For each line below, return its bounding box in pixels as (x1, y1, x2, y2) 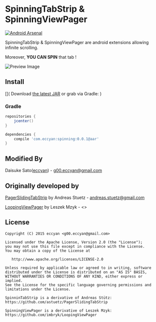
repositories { (5, 114, 36, 119)
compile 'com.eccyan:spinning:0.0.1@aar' (14, 136, 99, 141)
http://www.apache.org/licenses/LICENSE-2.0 (11, 257, 104, 262)
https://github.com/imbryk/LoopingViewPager (5, 312, 97, 317)
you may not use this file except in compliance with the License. (5, 244, 145, 249)
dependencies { (5, 132, 36, 137)
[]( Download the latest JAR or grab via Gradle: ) (5, 90, 102, 96)
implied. (5, 278, 23, 283)
